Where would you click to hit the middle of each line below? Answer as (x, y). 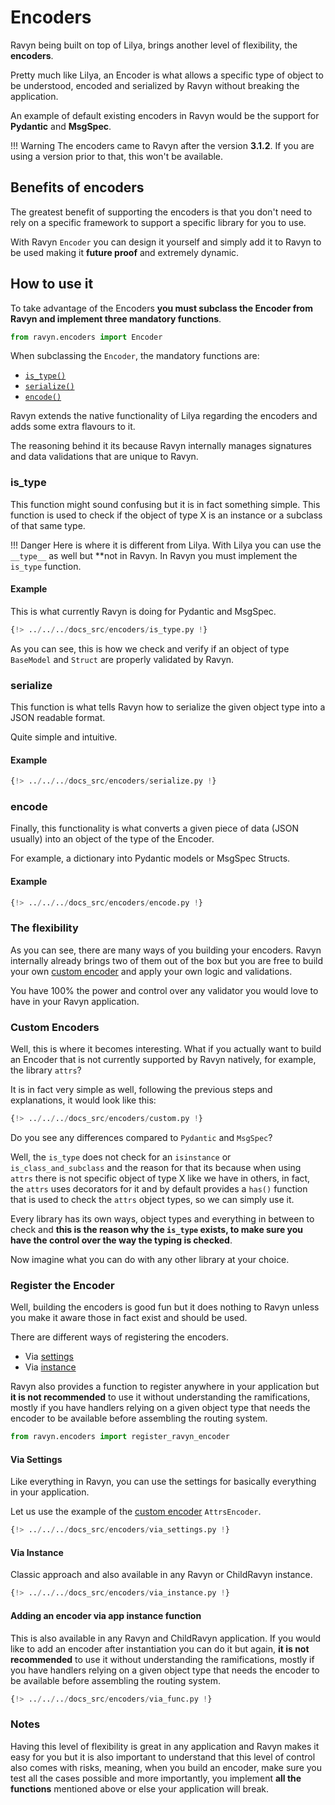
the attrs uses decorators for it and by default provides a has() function (159, 1189)
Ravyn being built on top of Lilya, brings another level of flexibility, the (154, 45)
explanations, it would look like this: (83, 1100)
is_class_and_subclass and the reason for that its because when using (156, 1168)
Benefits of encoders (77, 187)
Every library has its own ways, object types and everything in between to (162, 1219)
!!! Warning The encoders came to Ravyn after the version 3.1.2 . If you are (162, 145)
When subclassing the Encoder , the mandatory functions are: (135, 356)
